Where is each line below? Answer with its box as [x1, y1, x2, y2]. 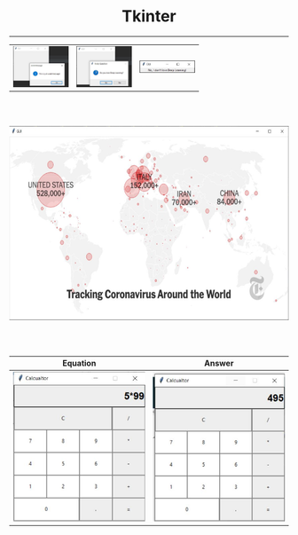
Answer [203, 358, 234, 369]
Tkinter [121, 6, 176, 27]
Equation [62, 358, 97, 369]
